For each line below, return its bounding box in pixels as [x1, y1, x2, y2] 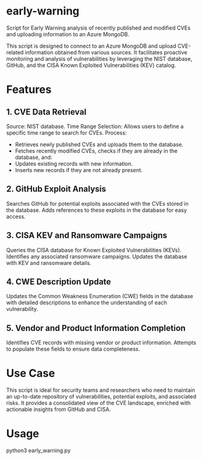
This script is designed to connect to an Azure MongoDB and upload [6, 42, 177, 50]
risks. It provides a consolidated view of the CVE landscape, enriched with [6, 400, 191, 407]
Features [6, 83, 52, 97]
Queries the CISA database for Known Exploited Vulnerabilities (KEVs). [6, 246, 182, 254]
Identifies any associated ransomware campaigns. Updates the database [6, 252, 188, 260]
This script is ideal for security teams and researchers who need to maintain [6, 386, 195, 394]
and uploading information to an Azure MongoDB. [6, 30, 130, 37]
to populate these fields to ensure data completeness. [6, 345, 140, 353]
